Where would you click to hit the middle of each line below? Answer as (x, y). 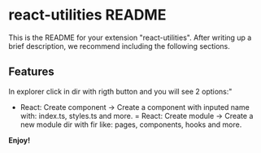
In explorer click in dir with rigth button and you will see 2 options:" (120, 91)
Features (31, 72)
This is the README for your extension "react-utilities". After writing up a (130, 37)
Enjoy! (20, 140)
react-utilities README (87, 15)
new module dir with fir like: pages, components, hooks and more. (131, 125)
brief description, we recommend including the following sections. (119, 46)
